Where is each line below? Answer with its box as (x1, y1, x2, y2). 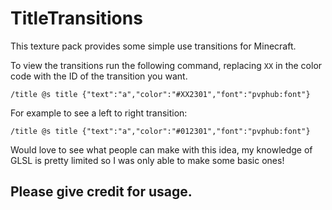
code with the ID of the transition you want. (10, 70, 188, 82)
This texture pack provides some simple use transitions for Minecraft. (10, 40, 297, 52)
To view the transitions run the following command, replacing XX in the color (10, 59, 323, 71)
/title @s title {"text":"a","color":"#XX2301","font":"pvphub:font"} (10, 89, 311, 99)
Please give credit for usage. (10, 183, 193, 201)
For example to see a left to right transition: (10, 107, 188, 119)
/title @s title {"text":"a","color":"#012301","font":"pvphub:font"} (10, 126, 311, 136)
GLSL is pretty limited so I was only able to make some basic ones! (10, 154, 285, 166)
